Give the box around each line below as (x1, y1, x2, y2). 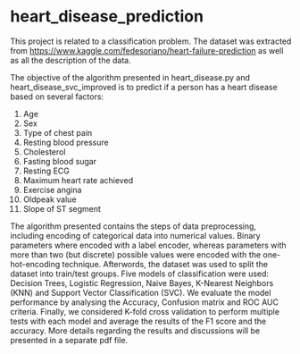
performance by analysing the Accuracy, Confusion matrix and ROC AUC (10, 297, 279, 308)
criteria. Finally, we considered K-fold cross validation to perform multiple (10, 306, 280, 316)
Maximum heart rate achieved (22, 174, 133, 185)
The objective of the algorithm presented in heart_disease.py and (10, 72, 251, 82)
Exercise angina (22, 184, 82, 195)
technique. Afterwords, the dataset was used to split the (62, 258, 269, 269)
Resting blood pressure (22, 137, 110, 147)
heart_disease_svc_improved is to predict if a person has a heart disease (10, 81, 278, 92)
